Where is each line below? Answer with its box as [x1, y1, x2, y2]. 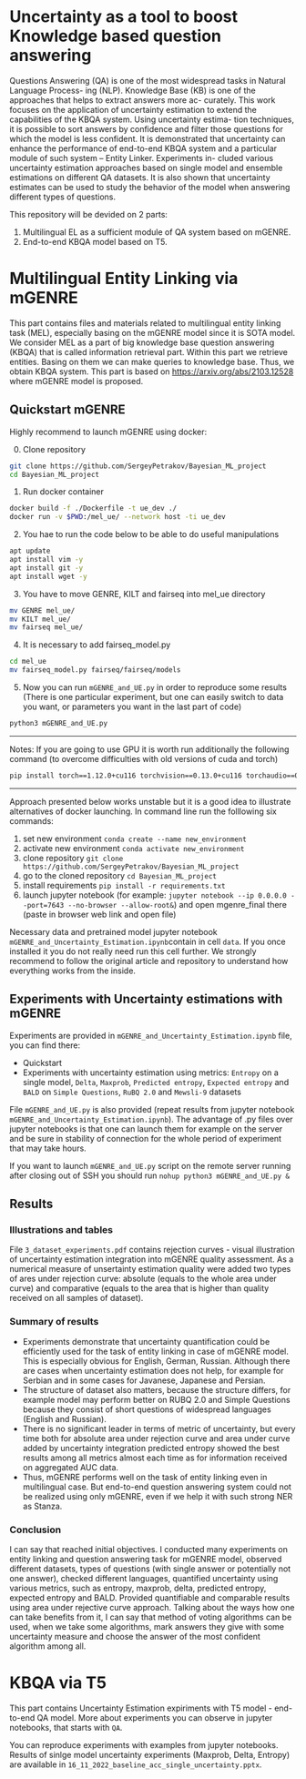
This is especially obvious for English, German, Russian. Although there [22, 1355, 291, 1367]
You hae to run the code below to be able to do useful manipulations [22, 529, 280, 540]
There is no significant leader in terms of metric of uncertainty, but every [22, 1423, 296, 1434]
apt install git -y [9, 563, 84, 573]
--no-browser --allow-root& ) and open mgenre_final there [67, 899, 287, 910]
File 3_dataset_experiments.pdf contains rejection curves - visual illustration [9, 1245, 296, 1255]
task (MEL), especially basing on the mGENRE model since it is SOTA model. [9, 327, 296, 338]
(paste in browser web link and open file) [22, 909, 177, 920]
